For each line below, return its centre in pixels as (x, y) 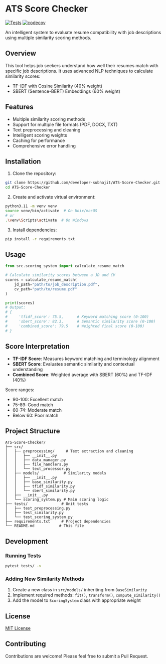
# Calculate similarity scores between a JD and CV (60, 275)
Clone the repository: (34, 174)
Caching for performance (39, 140)
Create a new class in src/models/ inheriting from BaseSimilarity (80, 590)
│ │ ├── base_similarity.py (39, 482)
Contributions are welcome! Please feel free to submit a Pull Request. (77, 656)
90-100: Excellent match (38, 399)
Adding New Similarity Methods (45, 579)
